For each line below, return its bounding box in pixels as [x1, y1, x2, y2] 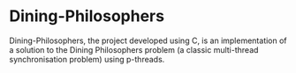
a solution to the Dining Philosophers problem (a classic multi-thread [9, 44, 259, 55]
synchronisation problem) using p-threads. [9, 54, 165, 64]
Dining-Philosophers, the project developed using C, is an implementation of [9, 35, 287, 46]
